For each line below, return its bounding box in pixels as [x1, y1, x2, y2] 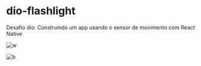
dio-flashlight [6, 4, 76, 18]
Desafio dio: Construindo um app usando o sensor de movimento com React [6, 24, 195, 31]
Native [6, 30, 23, 37]
